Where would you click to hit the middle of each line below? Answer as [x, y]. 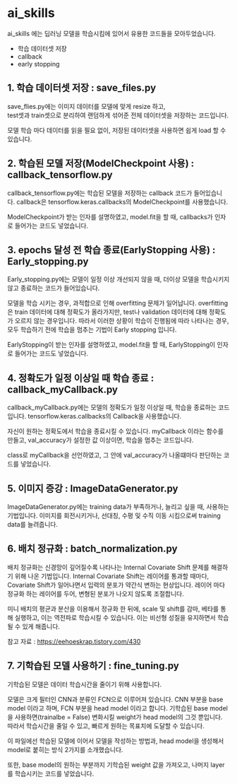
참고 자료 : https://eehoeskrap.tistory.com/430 [74, 641]
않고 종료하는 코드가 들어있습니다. [54, 288]
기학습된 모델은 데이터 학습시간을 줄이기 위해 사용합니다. [85, 684]
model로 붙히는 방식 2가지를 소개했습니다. [65, 749]
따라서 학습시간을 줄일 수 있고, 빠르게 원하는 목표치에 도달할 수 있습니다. [106, 725]
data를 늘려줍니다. [33, 524]
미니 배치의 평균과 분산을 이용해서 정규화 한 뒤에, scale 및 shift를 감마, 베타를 [113, 609]
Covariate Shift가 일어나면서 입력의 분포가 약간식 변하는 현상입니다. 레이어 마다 [116, 585]
